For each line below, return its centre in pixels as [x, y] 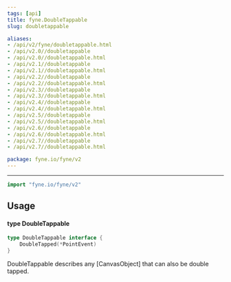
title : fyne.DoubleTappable [47, 20]
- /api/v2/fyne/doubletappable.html [59, 45]
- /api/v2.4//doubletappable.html [57, 109]
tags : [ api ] [24, 13]
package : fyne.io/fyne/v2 [44, 160]
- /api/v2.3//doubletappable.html [57, 96]
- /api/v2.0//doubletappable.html [57, 58]
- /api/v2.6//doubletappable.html [57, 134]
